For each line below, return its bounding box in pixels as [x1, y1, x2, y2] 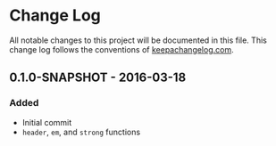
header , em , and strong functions [21, 126, 141, 137]
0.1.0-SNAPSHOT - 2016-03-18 [9, 70, 187, 85]
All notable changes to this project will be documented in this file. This [9, 35, 268, 45]
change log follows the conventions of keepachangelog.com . [9, 44, 234, 54]
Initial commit [21, 117, 72, 127]
